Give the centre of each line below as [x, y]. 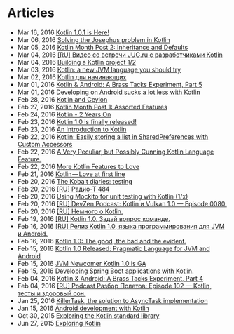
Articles [31, 13]
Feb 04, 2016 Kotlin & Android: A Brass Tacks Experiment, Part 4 [110, 278]
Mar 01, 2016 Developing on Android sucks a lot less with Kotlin [109, 92]
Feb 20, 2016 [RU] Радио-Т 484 [63, 189]
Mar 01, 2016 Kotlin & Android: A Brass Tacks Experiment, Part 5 [110, 84]
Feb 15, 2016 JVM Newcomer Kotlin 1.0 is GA [82, 263]
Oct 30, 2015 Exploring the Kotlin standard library [88, 315]
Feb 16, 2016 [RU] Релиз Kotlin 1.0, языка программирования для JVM [121, 226]
